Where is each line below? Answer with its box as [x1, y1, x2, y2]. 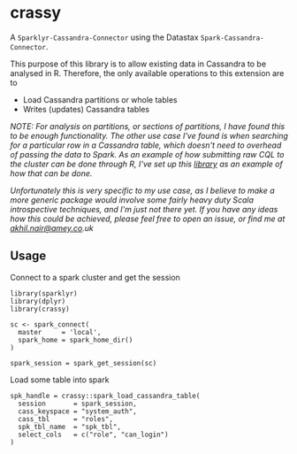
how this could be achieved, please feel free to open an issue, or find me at [10, 213, 286, 224]
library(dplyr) [10, 296, 66, 305]
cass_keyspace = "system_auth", [18, 406, 138, 416]
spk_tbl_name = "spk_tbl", [18, 422, 122, 431]
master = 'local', [18, 327, 102, 336]
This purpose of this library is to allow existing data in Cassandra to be [10, 58, 267, 69]
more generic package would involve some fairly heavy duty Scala [10, 194, 255, 205]
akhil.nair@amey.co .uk [10, 222, 94, 233]
